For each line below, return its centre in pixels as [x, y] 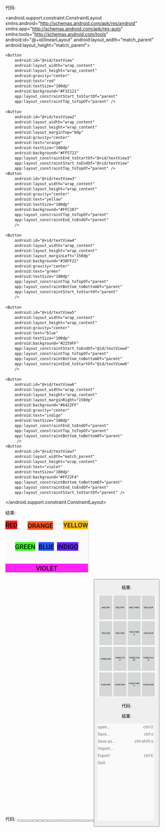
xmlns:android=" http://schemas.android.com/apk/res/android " [71, 23]
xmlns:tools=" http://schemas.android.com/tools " [57, 34]
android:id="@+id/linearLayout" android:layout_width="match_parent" [79, 40]
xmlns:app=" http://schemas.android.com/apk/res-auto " [64, 29]
